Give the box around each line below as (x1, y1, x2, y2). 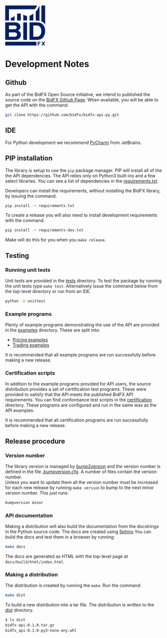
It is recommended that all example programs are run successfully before (5, 352, 156, 358)
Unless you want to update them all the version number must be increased (5, 479, 158, 485)
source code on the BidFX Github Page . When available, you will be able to (5, 97, 159, 102)
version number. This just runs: (5, 490, 69, 496)
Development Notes (5, 58, 90, 70)
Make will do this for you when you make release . (5, 237, 106, 243)
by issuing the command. (5, 193, 57, 199)
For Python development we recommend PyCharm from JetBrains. (5, 139, 142, 145)
